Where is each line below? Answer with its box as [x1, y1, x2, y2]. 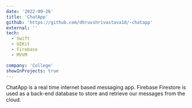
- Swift [11, 36, 30, 41]
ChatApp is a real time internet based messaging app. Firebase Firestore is [6, 84, 186, 91]
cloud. [6, 96, 22, 103]
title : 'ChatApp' [6, 14, 49, 20]
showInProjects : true [6, 68, 59, 74]
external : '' [6, 25, 38, 31]
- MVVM [11, 52, 28, 58]
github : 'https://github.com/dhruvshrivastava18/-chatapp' [6, 19, 153, 25]
